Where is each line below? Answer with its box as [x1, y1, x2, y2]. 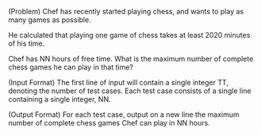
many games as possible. [8, 15, 91, 24]
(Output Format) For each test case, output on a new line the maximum [8, 110, 240, 119]
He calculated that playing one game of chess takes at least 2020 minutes [8, 31, 251, 39]
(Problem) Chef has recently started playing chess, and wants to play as [8, 7, 244, 16]
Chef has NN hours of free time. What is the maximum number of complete [8, 54, 254, 63]
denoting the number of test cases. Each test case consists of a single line [8, 86, 251, 96]
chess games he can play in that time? [8, 62, 133, 72]
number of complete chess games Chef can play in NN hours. [8, 118, 210, 127]
